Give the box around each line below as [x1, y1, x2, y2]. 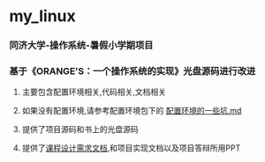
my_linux [9, 6, 77, 26]
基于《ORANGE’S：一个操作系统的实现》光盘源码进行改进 [9, 65, 256, 77]
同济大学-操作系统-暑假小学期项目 [9, 40, 154, 52]
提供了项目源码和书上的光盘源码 [21, 124, 139, 135]
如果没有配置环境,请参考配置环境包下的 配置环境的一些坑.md [21, 106, 242, 116]
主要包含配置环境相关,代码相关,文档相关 [21, 86, 166, 98]
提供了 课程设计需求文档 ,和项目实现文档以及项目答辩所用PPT [21, 143, 241, 153]
